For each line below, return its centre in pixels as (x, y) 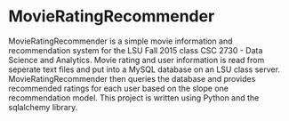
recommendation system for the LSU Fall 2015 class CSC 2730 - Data (136, 50)
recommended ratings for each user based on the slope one (118, 88)
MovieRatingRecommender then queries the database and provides (132, 78)
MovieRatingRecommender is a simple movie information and (120, 41)
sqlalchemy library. (43, 107)
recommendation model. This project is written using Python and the (134, 97)
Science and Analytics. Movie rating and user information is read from (136, 60)
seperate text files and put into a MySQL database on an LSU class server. (144, 69)
